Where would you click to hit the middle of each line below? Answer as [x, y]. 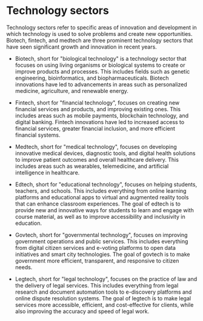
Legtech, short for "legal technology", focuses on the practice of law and [106, 279]
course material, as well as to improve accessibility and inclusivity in [100, 216]
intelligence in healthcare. [47, 172]
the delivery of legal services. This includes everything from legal [97, 285]
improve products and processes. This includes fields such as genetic [102, 71]
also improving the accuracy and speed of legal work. [82, 311]
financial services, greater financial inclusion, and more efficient [95, 128]
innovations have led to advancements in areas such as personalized [101, 84]
